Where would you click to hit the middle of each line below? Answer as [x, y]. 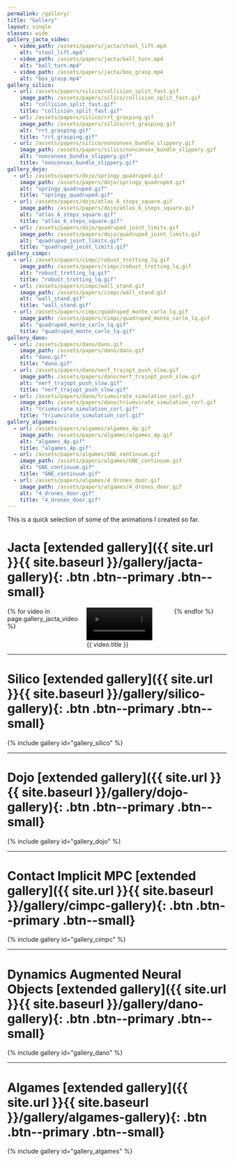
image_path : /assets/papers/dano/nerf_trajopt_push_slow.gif [110, 376]
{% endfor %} [194, 611]
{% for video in [29, 611]
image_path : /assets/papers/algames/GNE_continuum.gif [101, 461]
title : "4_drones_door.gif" [60, 500]
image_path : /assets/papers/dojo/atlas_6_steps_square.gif [107, 208]
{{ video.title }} [108, 644]
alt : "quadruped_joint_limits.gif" [71, 240]
